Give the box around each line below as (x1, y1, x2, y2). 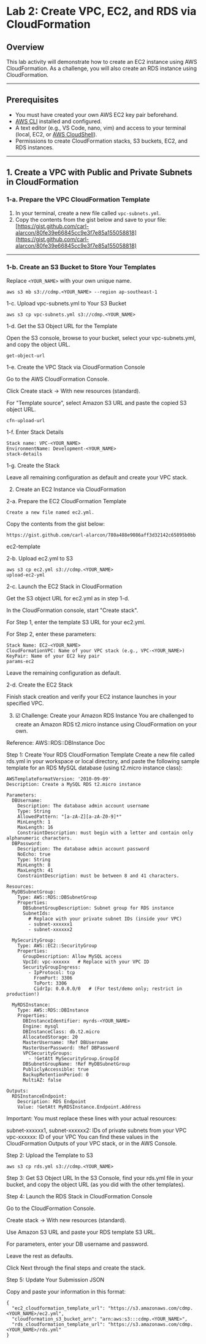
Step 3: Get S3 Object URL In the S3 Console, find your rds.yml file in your (6, 1174, 194, 1181)
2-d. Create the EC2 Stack (6, 681, 73, 688)
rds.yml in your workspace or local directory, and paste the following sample (6, 757, 200, 764)
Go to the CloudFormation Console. (6, 1204, 96, 1212)
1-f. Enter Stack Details (6, 428, 64, 436)
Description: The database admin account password (17, 846, 150, 852)
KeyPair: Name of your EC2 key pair (6, 653, 100, 659)
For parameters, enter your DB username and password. (6, 1240, 149, 1248)
